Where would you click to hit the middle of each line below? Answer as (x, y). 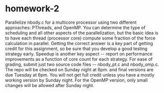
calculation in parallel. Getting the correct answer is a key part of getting (79, 43)
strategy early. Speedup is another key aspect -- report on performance (79, 54)
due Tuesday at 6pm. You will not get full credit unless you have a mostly (80, 75)
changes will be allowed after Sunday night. (50, 85)
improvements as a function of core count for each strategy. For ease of (79, 59)
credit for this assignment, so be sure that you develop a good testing (76, 48)
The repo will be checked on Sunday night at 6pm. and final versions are (79, 69)
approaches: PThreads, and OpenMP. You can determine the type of (75, 27)
